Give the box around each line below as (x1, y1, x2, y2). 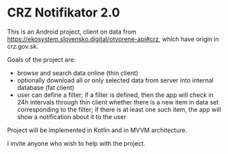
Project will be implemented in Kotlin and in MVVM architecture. (7, 126, 187, 134)
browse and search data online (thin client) (16, 69, 139, 77)
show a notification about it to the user (16, 112, 126, 121)
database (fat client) (16, 83, 75, 91)
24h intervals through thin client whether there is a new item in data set (16, 98, 219, 106)
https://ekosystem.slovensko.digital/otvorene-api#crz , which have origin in (7, 34, 219, 43)
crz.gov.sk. (7, 42, 39, 50)
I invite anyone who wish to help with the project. (7, 139, 146, 147)
